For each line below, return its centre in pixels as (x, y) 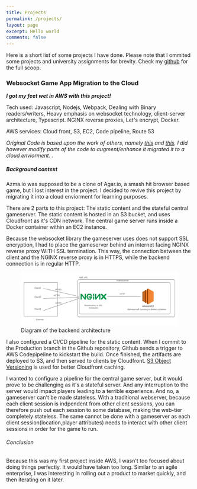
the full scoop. (24, 68)
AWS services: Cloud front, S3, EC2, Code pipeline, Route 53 (80, 132)
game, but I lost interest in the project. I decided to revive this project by (94, 190)
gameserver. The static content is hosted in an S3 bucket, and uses (88, 215)
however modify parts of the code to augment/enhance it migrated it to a (95, 149)
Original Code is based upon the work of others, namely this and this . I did (97, 143)
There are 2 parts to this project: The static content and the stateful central (97, 208)
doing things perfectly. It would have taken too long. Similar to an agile (92, 467)
